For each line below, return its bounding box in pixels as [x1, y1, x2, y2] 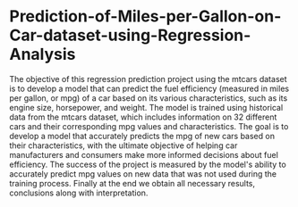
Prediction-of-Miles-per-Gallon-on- [9, 6, 282, 27]
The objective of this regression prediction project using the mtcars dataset [9, 73, 288, 84]
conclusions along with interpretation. [9, 187, 149, 198]
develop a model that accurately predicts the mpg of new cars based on [9, 130, 276, 141]
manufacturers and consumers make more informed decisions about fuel [9, 149, 279, 160]
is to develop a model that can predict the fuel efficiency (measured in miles [9, 83, 289, 94]
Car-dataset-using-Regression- [9, 25, 251, 46]
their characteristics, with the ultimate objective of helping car [9, 140, 238, 151]
